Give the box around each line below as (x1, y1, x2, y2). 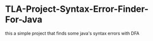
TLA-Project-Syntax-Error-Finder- (5, 3, 149, 15)
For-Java (5, 14, 42, 25)
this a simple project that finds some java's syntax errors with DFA (5, 30, 140, 36)
